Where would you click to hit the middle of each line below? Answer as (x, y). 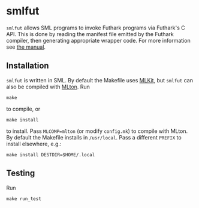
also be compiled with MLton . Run (48, 87)
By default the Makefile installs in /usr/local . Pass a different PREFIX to (94, 137)
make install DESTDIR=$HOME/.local (51, 154)
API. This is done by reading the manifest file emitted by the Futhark (90, 34)
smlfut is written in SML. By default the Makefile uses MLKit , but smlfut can (100, 80)
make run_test (24, 199)
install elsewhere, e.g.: (34, 144)
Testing (21, 173)
